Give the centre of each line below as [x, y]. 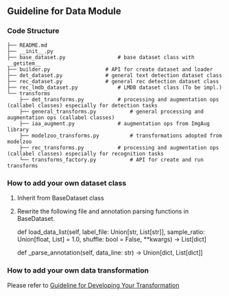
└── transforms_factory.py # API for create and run [112, 160]
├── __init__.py [30, 51]
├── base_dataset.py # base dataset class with [101, 57]
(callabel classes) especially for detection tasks [82, 105]
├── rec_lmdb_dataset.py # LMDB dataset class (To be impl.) [115, 87]
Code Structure [33, 31]
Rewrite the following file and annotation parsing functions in [103, 211]
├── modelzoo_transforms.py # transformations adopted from [121, 136]
